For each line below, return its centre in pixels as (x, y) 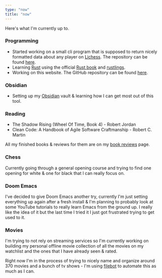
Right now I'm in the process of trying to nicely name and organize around (80, 261)
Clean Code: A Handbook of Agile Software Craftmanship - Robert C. (82, 130)
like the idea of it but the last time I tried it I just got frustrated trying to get (80, 212)
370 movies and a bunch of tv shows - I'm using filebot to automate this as (81, 266)
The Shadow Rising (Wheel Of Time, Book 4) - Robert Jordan (74, 125)
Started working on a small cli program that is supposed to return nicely (85, 52)
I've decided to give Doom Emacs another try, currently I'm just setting (77, 196)
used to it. (15, 217)
